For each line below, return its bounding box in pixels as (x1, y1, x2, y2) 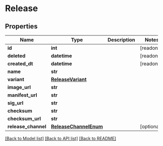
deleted (7, 53, 26, 59)
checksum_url (7, 116, 41, 122)
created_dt (7, 60, 33, 67)
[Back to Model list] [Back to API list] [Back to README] (5, 136, 116, 141)
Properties (5, 22, 38, 30)
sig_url (7, 100, 24, 106)
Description (107, 37, 135, 43)
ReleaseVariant (50, 76, 87, 83)
